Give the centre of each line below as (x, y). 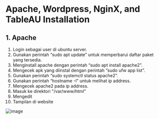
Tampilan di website (33, 102)
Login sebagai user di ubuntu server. (50, 49)
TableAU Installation (48, 19)
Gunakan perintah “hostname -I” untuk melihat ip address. (72, 81)
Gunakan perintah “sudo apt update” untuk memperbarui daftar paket (83, 55)
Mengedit (22, 96)
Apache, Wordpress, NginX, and (73, 9)
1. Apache (21, 38)
